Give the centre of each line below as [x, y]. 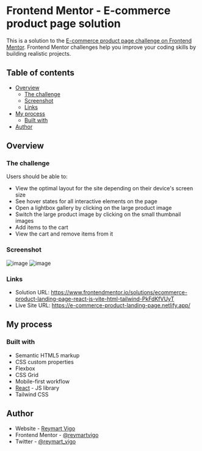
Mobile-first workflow [42, 381]
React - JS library [37, 388]
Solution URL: [32, 293]
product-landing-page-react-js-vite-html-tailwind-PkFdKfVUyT [95, 299]
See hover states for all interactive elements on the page [86, 201]
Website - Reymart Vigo [45, 428]
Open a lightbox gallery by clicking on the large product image [93, 208]
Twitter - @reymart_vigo [45, 441]
